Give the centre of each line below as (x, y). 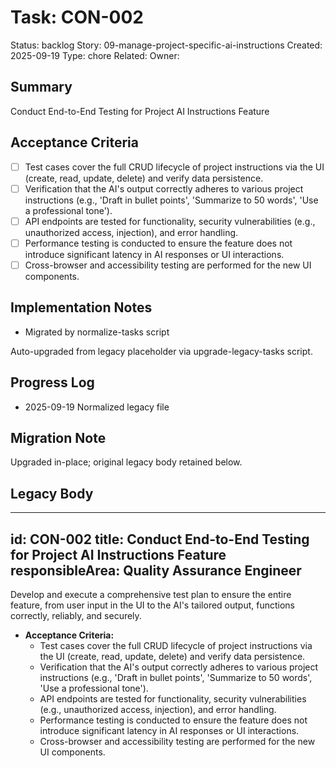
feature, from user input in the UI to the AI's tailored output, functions (152, 605)
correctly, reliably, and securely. (76, 615)
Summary (41, 87)
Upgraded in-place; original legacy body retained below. (126, 462)
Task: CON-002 (77, 17)
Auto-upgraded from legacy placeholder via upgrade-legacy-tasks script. (161, 351)
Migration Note (58, 437)
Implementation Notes (81, 307)
